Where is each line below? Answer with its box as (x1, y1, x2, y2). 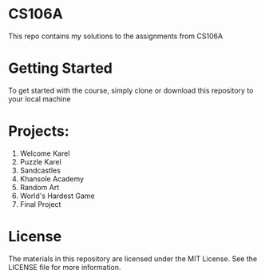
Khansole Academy (19, 173, 85, 184)
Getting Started (8, 59, 113, 77)
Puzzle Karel (19, 157, 61, 166)
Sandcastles (19, 165, 61, 175)
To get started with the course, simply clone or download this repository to (8, 85, 254, 95)
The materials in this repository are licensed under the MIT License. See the (8, 253, 258, 264)
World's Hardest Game (19, 191, 95, 201)
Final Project (19, 199, 61, 208)
